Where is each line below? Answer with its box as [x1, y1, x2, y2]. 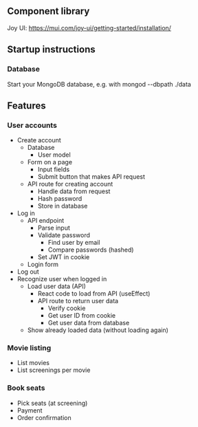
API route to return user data [37, 297, 119, 305]
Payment [16, 406, 43, 415]
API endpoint [27, 217, 65, 225]
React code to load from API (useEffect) [37, 289, 151, 298]
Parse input [37, 223, 71, 232]
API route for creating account [27, 180, 113, 188]
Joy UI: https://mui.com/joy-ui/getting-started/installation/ [7, 23, 172, 32]
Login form [27, 261, 59, 269]
